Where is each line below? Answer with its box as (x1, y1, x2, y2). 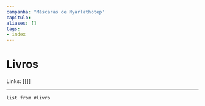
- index (6, 31, 26, 38)
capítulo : (6, 15, 32, 21)
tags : (6, 25, 20, 32)
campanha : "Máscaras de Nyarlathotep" (6, 8, 105, 15)
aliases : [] (6, 20, 37, 26)
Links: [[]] (6, 78, 31, 85)
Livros (6, 58, 38, 71)
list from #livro (6, 95, 51, 101)
